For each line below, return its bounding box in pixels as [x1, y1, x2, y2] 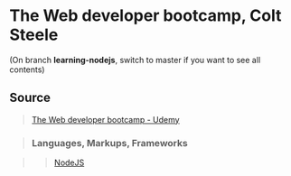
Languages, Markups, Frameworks [31, 136, 188, 149]
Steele [9, 24, 59, 45]
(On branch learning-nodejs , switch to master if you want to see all [9, 54, 261, 65]
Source [9, 90, 52, 106]
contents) [9, 64, 45, 75]
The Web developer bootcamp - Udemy [31, 114, 180, 125]
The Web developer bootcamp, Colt [9, 5, 282, 26]
